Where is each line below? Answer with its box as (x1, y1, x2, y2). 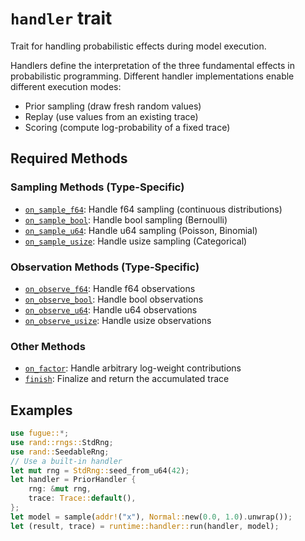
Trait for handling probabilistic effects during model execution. (10, 40, 267, 52)
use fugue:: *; (10, 428, 70, 439)
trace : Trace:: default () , (28, 493, 137, 504)
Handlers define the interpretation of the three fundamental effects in (10, 59, 295, 71)
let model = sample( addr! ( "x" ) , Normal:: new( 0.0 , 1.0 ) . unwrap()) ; (10, 512, 293, 522)
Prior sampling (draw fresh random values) (24, 100, 202, 112)
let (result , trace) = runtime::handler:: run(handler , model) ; (10, 521, 280, 531)
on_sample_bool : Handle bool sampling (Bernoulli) (24, 213, 228, 226)
